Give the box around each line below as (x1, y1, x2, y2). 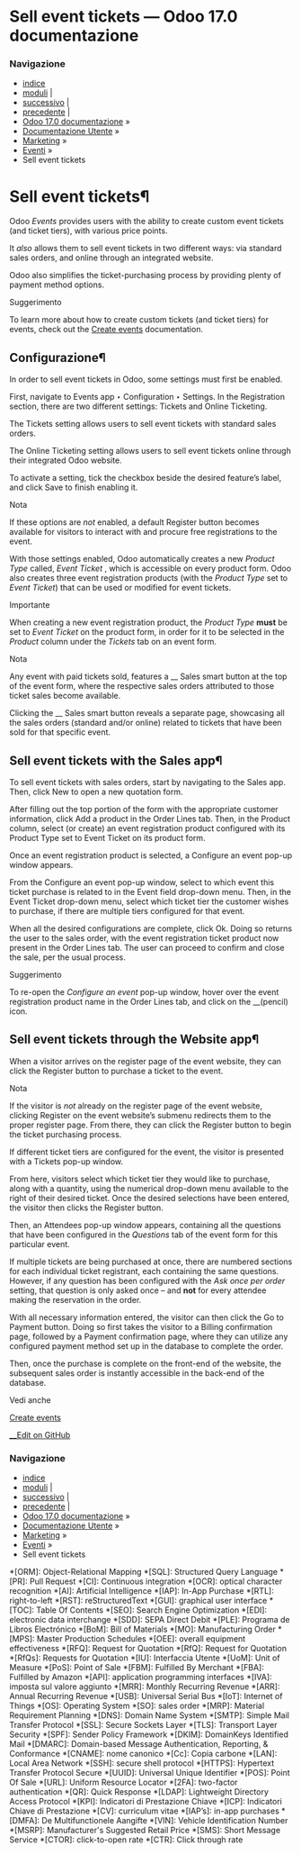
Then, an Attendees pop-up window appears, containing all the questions (9, 1219, 281, 1230)
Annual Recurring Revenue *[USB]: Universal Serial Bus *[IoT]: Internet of (9, 1691, 283, 1702)
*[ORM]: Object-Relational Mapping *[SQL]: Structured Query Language (9, 1567, 279, 1578)
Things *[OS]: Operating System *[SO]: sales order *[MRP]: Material (9, 1700, 265, 1712)
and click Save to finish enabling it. (9, 482, 138, 493)
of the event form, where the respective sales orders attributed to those (9, 681, 275, 692)
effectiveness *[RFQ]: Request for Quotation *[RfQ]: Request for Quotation (9, 1643, 288, 1654)
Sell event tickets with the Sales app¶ (9, 753, 223, 768)
